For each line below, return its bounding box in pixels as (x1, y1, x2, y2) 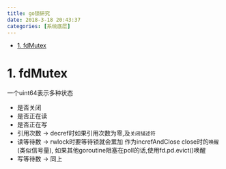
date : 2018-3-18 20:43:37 (7, 16, 81, 23)
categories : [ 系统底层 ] (7, 23, 70, 29)
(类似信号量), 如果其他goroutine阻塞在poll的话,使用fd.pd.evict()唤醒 (16, 146, 206, 155)
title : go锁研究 (7, 10, 51, 17)
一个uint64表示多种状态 (7, 89, 74, 97)
